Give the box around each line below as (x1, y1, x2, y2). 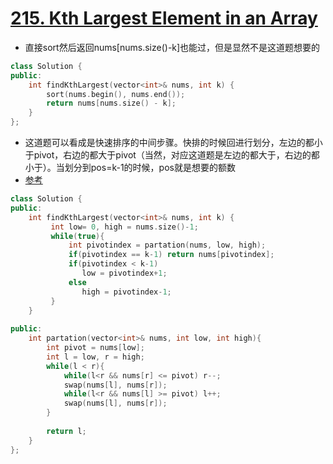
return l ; (46, 426, 87, 436)
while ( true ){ (50, 231, 105, 241)
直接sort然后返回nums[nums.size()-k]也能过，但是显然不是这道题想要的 (24, 41, 321, 53)
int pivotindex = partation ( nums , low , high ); (68, 240, 267, 251)
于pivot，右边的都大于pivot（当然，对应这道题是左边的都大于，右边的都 (24, 149, 320, 161)
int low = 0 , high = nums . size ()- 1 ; (50, 222, 199, 232)
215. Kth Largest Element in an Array (10, 7, 318, 30)
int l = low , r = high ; (46, 352, 145, 362)
